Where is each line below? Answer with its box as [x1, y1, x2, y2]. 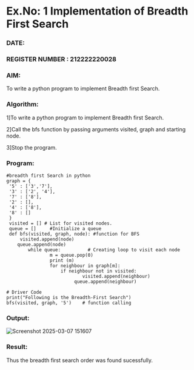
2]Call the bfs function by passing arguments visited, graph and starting [6, 125, 186, 133]
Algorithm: [6, 100, 39, 108]
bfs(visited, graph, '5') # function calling [6, 300, 132, 306]
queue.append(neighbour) [73, 279, 137, 285]
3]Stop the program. [6, 144, 58, 151]
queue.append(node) [17, 241, 67, 248]
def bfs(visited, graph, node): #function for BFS [8, 231, 139, 237]
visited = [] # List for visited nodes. [8, 220, 113, 226]
